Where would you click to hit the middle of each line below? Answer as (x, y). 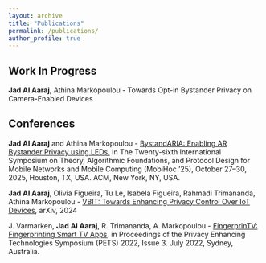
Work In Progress (53, 70)
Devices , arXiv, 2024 (43, 210)
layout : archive (35, 16)
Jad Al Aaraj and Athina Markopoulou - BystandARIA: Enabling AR (118, 143)
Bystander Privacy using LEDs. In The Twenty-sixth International (115, 152)
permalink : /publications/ (53, 31)
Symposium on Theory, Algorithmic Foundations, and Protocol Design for (129, 160)
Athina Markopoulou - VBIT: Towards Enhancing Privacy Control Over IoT (129, 201)
